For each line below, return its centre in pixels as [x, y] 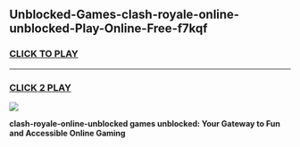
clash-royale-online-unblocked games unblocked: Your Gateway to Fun [145, 123]
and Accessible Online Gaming [67, 133]
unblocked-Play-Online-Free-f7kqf [108, 29]
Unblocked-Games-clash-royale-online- [124, 15]
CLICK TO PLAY [44, 54]
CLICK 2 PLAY [40, 87]
